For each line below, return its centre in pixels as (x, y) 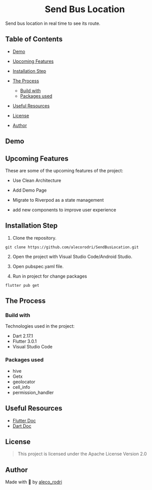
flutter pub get (22, 285)
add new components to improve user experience (64, 210)
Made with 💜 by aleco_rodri (34, 482)
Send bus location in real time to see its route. (53, 23)
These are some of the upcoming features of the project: (64, 170)
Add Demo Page (30, 190)
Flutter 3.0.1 (24, 341)
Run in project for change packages (50, 276)
